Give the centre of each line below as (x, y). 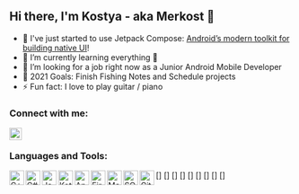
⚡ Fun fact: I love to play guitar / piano (92, 86)
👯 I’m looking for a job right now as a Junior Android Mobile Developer (152, 66)
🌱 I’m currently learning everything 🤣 (90, 57)
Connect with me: (49, 113)
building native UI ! (56, 48)
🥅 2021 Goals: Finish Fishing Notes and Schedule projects (129, 76)
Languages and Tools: (58, 156)
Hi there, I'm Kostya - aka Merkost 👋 (112, 17)
